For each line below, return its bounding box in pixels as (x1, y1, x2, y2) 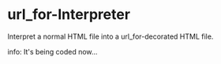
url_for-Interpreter (7, 6, 131, 24)
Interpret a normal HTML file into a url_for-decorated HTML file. (7, 32, 214, 41)
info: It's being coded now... (7, 47, 98, 56)
